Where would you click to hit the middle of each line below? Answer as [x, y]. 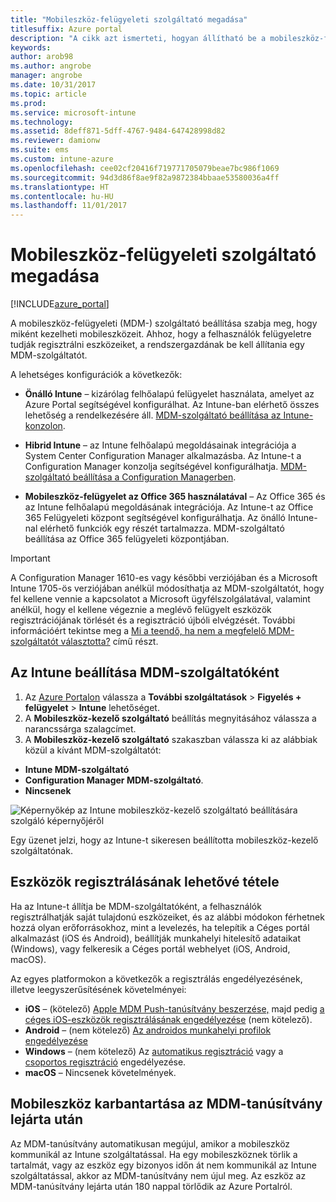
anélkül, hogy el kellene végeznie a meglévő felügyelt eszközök [141, 610]
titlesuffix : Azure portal [66, 29]
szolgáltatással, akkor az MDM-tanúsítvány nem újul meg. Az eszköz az [158, 1175]
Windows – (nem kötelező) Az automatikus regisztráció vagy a [154, 1051]
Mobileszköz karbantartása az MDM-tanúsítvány [166, 1104]
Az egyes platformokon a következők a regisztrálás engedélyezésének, [156, 978]
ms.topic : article [48, 94]
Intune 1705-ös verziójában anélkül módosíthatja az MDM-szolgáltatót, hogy [167, 588]
